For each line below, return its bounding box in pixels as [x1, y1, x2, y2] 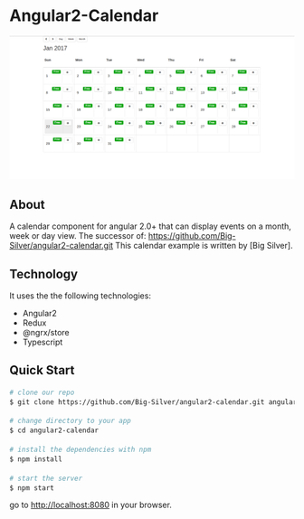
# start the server [9, 474, 83, 483]
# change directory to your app [9, 417, 131, 426]
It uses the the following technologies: [9, 290, 152, 301]
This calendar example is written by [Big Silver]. [115, 241, 293, 251]
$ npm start [9, 483, 54, 493]
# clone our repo [9, 388, 75, 397]
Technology [9, 266, 79, 281]
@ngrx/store [22, 327, 70, 338]
